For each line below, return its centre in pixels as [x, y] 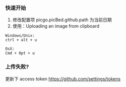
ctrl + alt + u [21, 40]
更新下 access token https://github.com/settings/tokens [63, 78]
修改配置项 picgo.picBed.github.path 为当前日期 [62, 20]
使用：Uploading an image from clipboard [56, 26]
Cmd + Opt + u [20, 53]
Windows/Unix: [20, 36]
